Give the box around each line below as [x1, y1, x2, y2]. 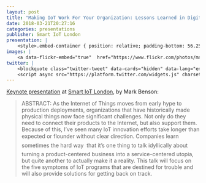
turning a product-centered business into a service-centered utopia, [21, 151, 194, 158]
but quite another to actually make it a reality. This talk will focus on [21, 157, 192, 165]
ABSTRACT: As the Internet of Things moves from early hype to [21, 100, 182, 107]
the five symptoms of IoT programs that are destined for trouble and [21, 163, 194, 171]
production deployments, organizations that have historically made [21, 106, 190, 113]
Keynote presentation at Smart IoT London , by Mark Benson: [6, 88, 159, 95]
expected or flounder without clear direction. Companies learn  [21, 132, 181, 140]
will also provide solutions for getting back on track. [21, 170, 153, 178]
